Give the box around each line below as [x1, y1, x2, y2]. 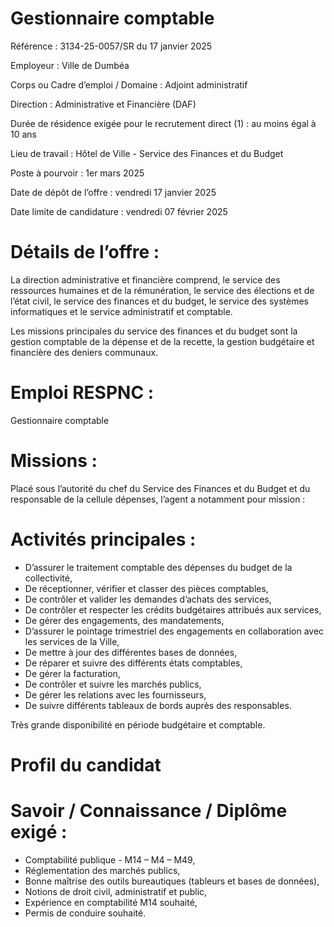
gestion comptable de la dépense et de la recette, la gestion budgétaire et [10, 335, 315, 347]
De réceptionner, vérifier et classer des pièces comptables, [24, 582, 269, 594]
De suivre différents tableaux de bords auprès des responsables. [24, 699, 292, 711]
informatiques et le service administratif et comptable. [10, 305, 233, 317]
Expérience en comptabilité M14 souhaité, [24, 896, 198, 908]
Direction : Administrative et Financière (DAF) [10, 98, 197, 110]
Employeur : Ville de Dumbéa [10, 59, 130, 71]
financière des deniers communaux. [10, 346, 159, 358]
